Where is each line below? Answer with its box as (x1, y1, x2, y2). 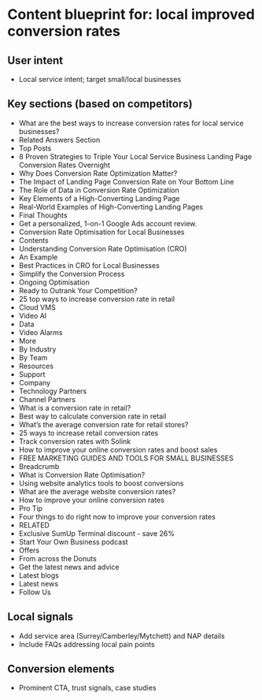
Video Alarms (18, 327, 63, 337)
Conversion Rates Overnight (18, 160, 111, 169)
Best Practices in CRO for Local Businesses (18, 260, 161, 270)
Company (18, 378, 51, 387)
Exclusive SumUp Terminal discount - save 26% (18, 528, 175, 538)
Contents (18, 235, 49, 245)
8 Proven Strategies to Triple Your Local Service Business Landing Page (18, 151, 253, 161)
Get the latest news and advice (18, 562, 120, 572)
